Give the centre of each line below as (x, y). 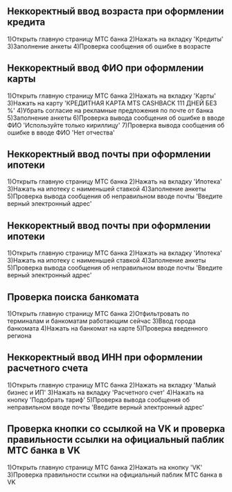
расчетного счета (48, 368)
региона (19, 336)
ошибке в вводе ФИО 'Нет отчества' (61, 132)
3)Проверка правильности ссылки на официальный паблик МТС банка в (115, 475)
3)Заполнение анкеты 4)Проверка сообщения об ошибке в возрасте (109, 46)
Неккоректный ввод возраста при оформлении (116, 11)
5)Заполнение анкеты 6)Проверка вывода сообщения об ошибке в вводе (116, 118)
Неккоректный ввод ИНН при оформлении (105, 357)
